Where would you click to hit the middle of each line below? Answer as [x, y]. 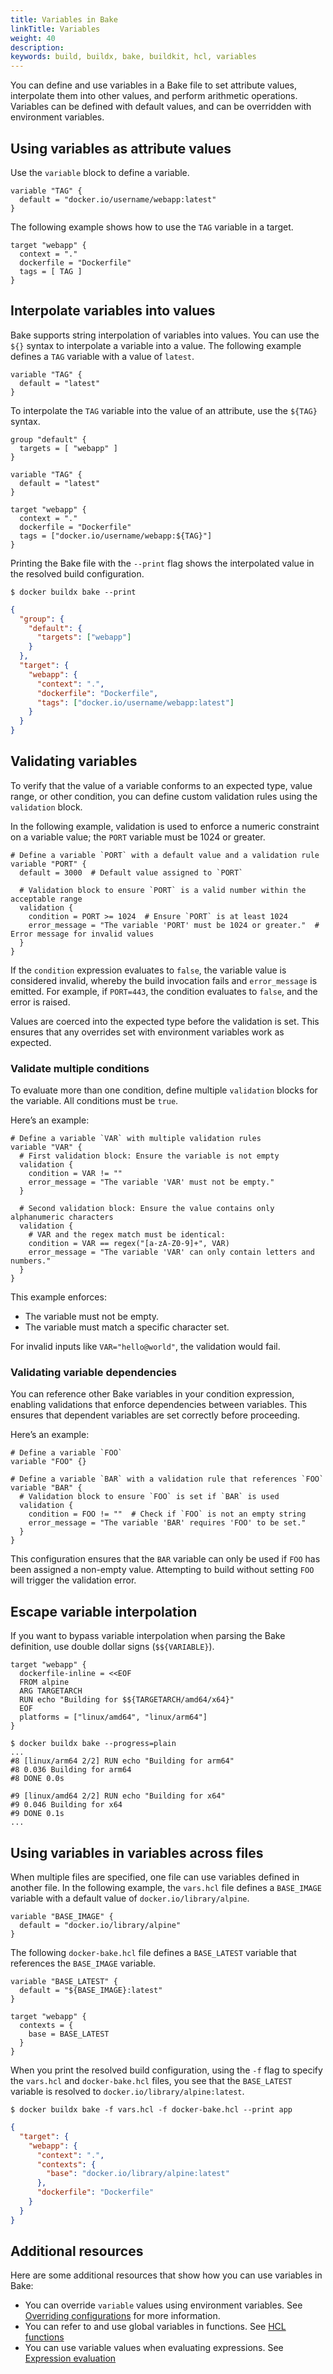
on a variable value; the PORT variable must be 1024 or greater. [138, 837]
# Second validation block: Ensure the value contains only [147, 1209]
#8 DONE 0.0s [37, 1779]
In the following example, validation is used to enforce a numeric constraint [165, 826]
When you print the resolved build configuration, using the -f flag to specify [166, 2070]
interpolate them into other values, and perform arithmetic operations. [154, 96]
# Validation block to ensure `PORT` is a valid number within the [163, 890]
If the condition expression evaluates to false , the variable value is [148, 970]
